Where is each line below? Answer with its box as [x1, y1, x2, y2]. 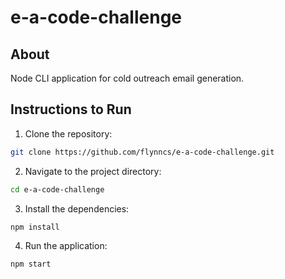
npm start [10, 259, 52, 270]
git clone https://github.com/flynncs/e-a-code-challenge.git [10, 147, 275, 157]
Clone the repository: [24, 127, 113, 140]
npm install [10, 222, 60, 232]
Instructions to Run [10, 101, 132, 118]
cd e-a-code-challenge [10, 184, 105, 195]
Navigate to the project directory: [24, 165, 162, 177]
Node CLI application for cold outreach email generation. [10, 72, 245, 84]
